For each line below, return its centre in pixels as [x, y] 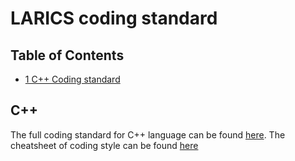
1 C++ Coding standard [72, 79]
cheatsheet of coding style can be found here [104, 145]
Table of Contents [67, 55]
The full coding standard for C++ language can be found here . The [148, 134]
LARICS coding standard [114, 18]
